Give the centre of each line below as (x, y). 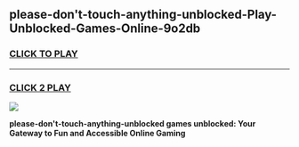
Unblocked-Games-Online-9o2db (105, 29)
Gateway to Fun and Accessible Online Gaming (97, 133)
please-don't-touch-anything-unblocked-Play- (143, 15)
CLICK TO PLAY (44, 54)
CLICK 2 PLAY (40, 87)
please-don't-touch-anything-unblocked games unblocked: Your (133, 123)
